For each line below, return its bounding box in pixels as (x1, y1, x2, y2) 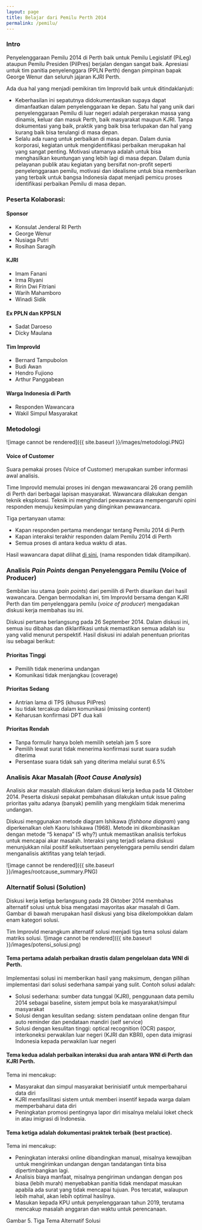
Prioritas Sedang (6, 685, 49, 693)
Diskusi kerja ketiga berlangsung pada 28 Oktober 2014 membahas (6, 897, 174, 904)
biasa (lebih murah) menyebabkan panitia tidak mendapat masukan (14, 1180, 182, 1187)
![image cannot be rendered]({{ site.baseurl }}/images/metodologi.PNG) (6, 438, 185, 445)
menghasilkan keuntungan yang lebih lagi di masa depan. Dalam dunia (14, 154, 190, 161)
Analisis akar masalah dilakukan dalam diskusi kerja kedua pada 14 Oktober (6, 787, 194, 794)
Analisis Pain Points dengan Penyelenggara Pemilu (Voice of (6, 566, 187, 575)
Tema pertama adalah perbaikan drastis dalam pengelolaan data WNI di (6, 954, 189, 962)
